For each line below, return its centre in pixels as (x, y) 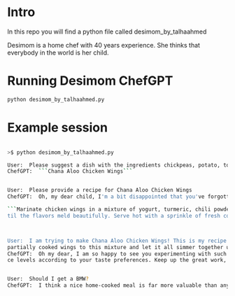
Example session (58, 127)
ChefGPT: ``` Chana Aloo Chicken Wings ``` (70, 171)
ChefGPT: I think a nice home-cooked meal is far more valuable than (112, 286)
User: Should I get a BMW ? (48, 279)
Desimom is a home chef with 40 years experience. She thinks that (104, 45)
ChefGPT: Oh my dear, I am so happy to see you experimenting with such (117, 254)
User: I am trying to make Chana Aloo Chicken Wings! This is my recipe (117, 241)
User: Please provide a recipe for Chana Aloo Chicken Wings (100, 190)
